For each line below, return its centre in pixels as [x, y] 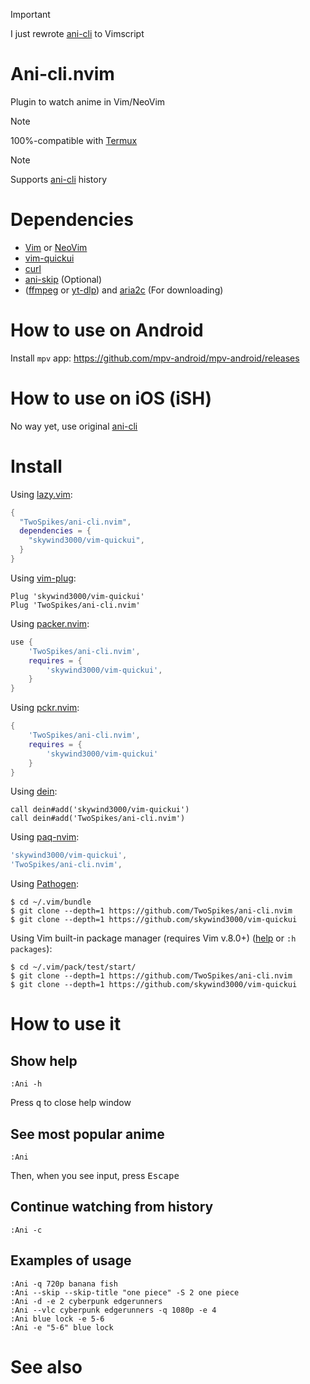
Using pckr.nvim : [45, 708]
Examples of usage [71, 1260]
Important [30, 14]
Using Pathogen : [45, 884]
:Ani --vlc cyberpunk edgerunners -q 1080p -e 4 [113, 1310]
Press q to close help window [71, 1103]
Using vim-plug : [43, 578]
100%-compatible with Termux [74, 140]
